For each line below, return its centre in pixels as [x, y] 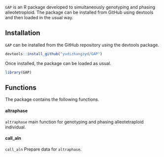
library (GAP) [18, 72]
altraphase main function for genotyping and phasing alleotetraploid [74, 122]
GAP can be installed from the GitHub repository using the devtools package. [82, 45]
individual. [16, 127]
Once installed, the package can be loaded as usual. [58, 63]
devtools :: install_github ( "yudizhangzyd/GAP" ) [54, 54]
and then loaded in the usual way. [39, 17]
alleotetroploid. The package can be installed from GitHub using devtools [79, 12]
